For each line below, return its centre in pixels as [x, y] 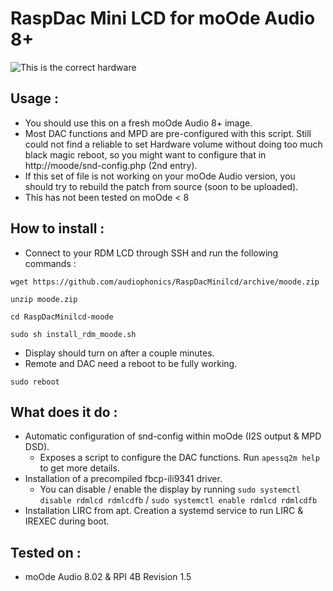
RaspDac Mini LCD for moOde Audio [163, 18]
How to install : [57, 228]
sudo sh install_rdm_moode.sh [73, 334]
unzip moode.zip [44, 299]
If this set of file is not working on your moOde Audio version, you [160, 176]
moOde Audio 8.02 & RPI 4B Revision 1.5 [108, 577]
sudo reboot [35, 382]
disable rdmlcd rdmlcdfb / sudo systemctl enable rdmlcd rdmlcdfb [178, 500]
